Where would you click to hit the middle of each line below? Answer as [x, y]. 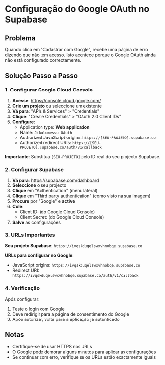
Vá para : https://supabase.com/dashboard [56, 180]
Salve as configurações [36, 222]
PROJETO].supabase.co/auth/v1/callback [61, 147]
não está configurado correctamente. [43, 60]
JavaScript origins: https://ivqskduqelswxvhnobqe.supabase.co [76, 265]
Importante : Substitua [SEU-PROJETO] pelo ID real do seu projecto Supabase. [83, 156]
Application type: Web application [55, 127]
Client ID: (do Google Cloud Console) [57, 212]
